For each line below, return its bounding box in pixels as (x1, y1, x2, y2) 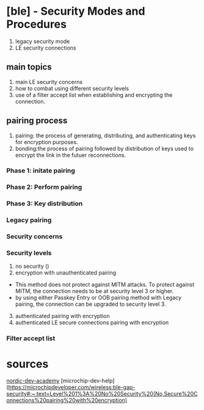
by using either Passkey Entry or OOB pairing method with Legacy (15, 294, 182, 302)
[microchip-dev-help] (60, 377, 115, 384)
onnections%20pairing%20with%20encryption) (6, 397, 127, 404)
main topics (6, 62, 52, 72)
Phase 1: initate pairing (6, 167, 75, 175)
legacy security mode (15, 37, 70, 45)
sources (6, 357, 49, 371)
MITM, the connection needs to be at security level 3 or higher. (15, 287, 174, 295)
